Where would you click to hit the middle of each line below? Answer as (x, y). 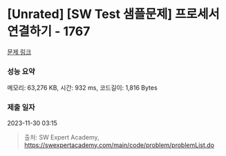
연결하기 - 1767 (49, 31)
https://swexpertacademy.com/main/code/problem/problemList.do (119, 145)
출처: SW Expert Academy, (62, 137)
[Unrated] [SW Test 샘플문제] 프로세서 (113, 14)
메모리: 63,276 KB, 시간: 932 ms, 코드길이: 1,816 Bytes (82, 88)
